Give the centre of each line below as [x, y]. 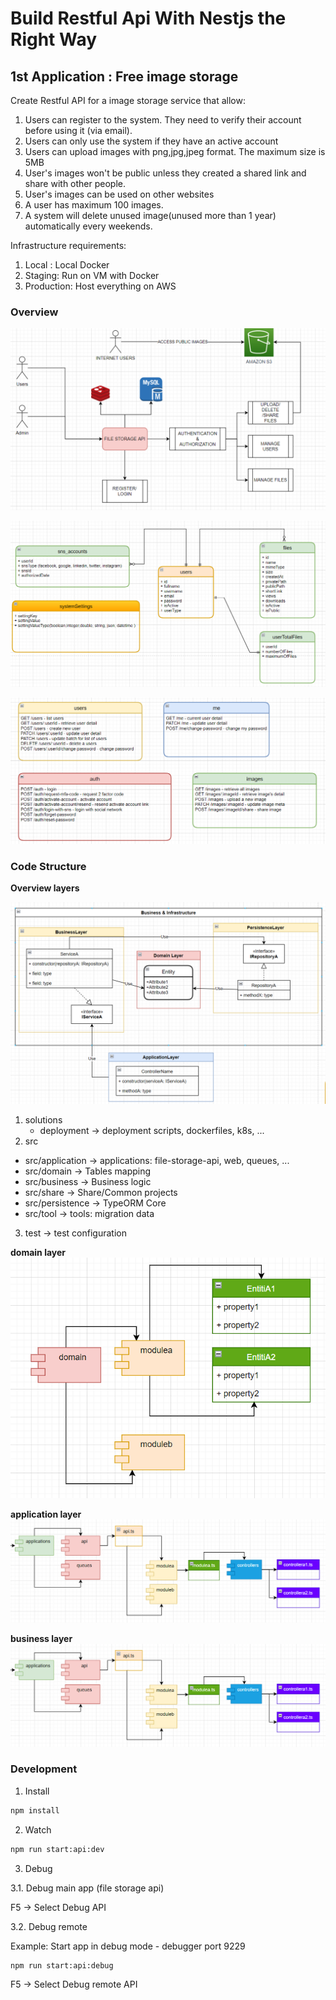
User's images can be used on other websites [119, 194]
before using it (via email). [78, 130]
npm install [35, 1810]
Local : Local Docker [67, 265]
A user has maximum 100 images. [94, 205]
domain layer [38, 1252]
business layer [41, 1638]
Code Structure [48, 866]
